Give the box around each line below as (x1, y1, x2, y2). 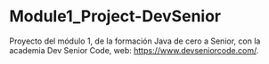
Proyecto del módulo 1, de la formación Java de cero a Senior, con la (9, 36, 261, 46)
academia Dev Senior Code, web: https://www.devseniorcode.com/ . (9, 44, 259, 55)
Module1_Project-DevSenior (9, 6, 221, 27)
